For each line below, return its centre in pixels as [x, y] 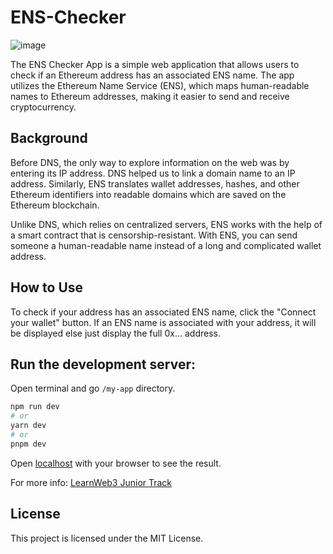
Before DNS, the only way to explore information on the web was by [150, 162]
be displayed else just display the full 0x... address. [115, 333]
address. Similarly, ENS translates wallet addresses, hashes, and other [155, 183]
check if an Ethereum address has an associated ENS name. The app [152, 75]
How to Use [47, 287]
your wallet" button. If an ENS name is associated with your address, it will [163, 322]
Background [49, 138]
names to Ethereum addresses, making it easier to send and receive [150, 96]
